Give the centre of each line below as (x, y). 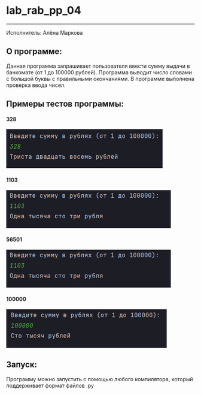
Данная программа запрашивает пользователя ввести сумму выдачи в (98, 66)
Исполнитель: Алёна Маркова (45, 32)
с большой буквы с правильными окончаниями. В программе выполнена (100, 79)
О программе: (34, 52)
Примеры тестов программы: (65, 104)
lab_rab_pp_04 (44, 10)
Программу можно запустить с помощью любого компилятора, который (100, 379)
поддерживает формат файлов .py (50, 385)
